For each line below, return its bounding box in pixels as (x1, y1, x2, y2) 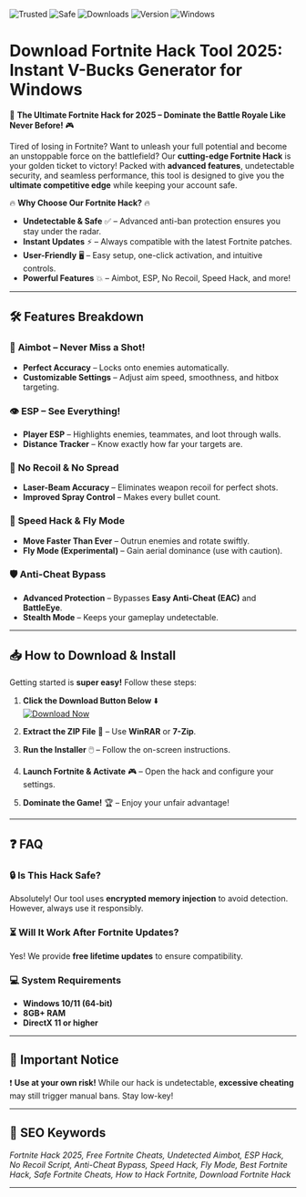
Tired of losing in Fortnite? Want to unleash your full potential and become (9, 141, 288, 151)
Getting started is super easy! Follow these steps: (9, 676, 198, 688)
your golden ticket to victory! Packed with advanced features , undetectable (9, 160, 295, 171)
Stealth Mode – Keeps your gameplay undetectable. (22, 611, 219, 622)
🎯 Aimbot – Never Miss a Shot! (9, 341, 146, 354)
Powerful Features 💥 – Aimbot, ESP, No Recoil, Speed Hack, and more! (22, 272, 291, 283)
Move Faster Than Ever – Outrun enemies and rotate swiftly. (22, 535, 250, 546)
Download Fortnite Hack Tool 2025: (9, 41, 283, 61)
